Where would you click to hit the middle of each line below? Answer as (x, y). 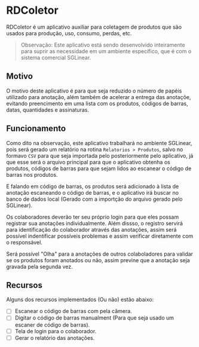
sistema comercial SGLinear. (56, 57)
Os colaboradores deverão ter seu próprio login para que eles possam (93, 217)
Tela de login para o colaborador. (56, 331)
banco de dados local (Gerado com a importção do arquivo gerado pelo (94, 199)
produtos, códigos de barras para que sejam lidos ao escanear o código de (99, 168)
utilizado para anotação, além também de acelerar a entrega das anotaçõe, (99, 97)
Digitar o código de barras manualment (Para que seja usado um (94, 318)
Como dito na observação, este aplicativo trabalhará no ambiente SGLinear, (99, 143)
